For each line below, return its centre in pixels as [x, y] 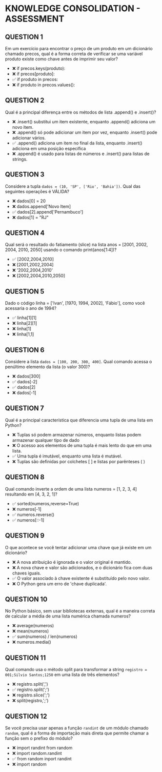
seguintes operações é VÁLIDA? [37, 191]
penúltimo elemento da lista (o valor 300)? [48, 367]
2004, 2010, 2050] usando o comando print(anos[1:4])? [61, 250]
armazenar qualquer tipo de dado [46, 440]
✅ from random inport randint [42, 758]
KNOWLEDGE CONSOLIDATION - [73, 9]
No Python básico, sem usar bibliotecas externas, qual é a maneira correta [80, 611]
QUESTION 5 [25, 291]
